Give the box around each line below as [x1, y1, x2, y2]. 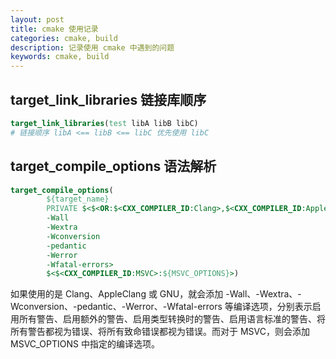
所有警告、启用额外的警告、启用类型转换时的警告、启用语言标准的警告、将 [18, 313, 326, 325]
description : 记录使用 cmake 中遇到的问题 [10, 42, 175, 53]
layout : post [10, 14, 65, 25]
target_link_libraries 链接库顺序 [10, 91, 207, 108]
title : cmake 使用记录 [10, 24, 99, 34]
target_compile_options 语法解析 [10, 158, 217, 175]
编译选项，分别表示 [233, 301, 313, 313]
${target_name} [46, 194, 110, 205]
